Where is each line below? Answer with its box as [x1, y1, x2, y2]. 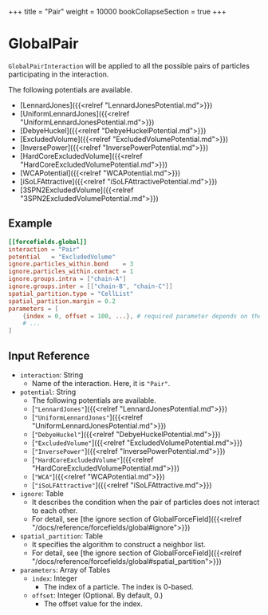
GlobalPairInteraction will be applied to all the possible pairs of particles [8, 61, 250, 70]
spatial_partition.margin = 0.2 [8, 297, 116, 306]
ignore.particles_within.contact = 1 [8, 267, 134, 276]
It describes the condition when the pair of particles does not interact [31, 497, 260, 507]
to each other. [31, 506, 78, 515]
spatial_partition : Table [19, 530, 104, 541]
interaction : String [19, 370, 84, 380]
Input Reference [8, 349, 90, 362]
